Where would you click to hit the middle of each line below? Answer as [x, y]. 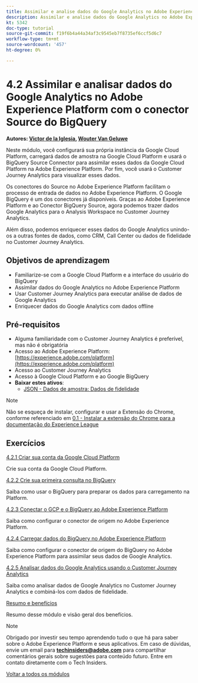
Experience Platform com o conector [98, 109]
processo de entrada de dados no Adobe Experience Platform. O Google [94, 193]
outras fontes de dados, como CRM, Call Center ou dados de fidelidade [104, 235]
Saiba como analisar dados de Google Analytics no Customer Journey [91, 586]
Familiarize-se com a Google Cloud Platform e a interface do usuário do [102, 275]
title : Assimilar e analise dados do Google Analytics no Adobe [87, 12]
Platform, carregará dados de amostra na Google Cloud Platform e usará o [96, 156]
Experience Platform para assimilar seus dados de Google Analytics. [89, 557]
